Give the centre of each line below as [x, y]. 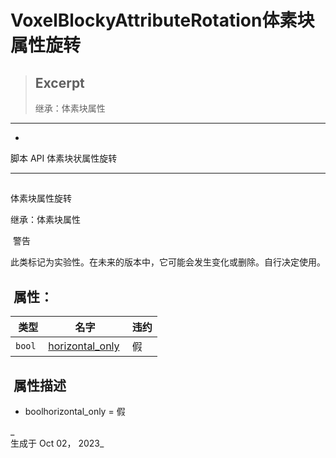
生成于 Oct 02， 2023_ [57, 443]
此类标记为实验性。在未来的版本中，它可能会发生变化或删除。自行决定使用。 [168, 262]
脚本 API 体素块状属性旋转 [64, 158]
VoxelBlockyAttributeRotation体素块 [162, 20]
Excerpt [59, 82]
